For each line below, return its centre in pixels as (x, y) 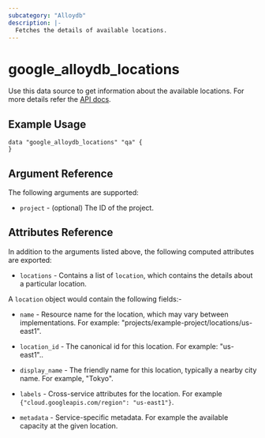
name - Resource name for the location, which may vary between (124, 314)
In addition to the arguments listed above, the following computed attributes (131, 251)
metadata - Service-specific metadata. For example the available (124, 417)
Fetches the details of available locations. (91, 30)
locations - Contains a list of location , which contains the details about (136, 275)
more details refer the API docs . (60, 99)
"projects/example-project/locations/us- (187, 322)
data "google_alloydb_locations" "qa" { (76, 143)
